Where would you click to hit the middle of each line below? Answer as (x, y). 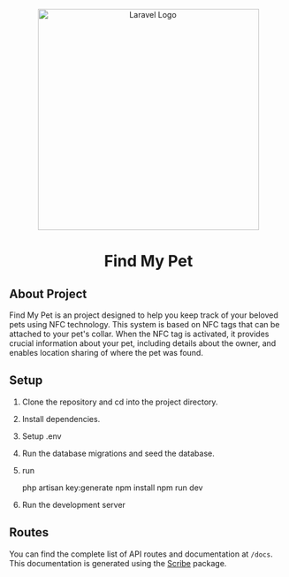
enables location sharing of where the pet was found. (106, 353)
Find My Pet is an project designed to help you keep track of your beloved (144, 315)
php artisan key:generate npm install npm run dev (112, 488)
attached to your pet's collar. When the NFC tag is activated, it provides (139, 334)
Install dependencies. (61, 419)
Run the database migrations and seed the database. (118, 453)
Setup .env (42, 436)
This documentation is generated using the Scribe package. (118, 563)
